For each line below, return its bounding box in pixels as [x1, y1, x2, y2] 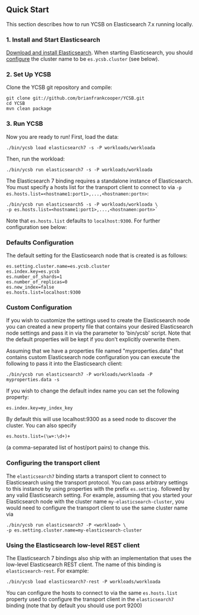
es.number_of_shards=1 [6, 274, 62, 280]
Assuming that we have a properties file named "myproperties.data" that [6, 347, 184, 354]
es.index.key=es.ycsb [6, 268, 60, 274]
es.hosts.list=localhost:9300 [6, 289, 81, 295]
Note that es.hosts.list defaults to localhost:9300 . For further [6, 217, 160, 224]
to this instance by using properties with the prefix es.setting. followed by [6, 485, 190, 492]
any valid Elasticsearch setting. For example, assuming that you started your [6, 492, 193, 499]
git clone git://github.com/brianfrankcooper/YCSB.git [6, 95, 145, 101]
